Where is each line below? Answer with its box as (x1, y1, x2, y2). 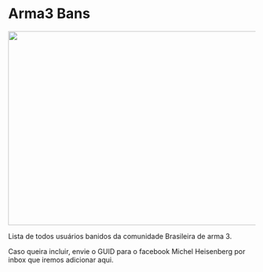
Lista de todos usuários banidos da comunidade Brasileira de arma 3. (8, 231, 232, 241)
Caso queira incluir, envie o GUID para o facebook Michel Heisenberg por (8, 246, 246, 256)
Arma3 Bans (8, 5, 90, 23)
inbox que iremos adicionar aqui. (8, 255, 114, 264)
